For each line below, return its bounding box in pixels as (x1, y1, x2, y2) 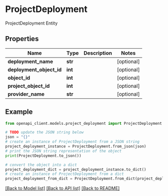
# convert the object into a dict (5, 162, 77, 167)
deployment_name (7, 58, 53, 65)
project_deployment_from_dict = (5, 176, 72, 181)
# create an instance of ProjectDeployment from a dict (5, 171, 124, 176)
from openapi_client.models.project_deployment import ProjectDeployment (5, 121, 162, 126)
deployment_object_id (7, 66, 62, 73)
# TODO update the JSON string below (5, 130, 84, 135)
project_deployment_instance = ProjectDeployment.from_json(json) (5, 144, 146, 149)
